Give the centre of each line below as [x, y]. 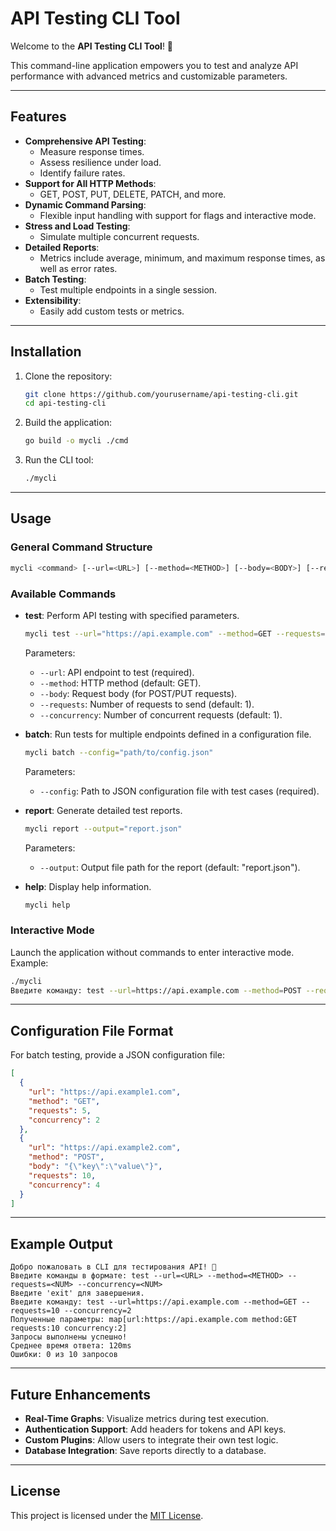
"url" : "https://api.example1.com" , [105, 1092]
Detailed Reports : [62, 247]
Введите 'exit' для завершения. [77, 1293]
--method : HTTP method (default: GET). [120, 683]
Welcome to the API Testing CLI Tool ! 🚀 [92, 46]
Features [38, 117]
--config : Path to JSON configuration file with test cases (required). [179, 791]
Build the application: [68, 423]
